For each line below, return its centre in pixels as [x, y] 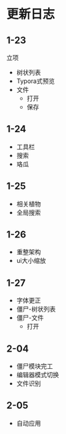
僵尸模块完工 [34, 366]
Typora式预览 [35, 81]
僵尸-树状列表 [36, 309]
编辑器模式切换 [37, 375]
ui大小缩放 [31, 261]
